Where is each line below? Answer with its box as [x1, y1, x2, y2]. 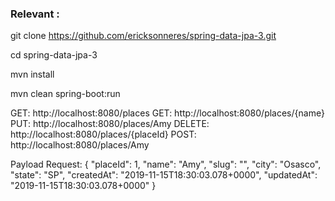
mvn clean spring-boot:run [10, 88, 121, 100]
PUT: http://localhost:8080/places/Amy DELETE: [10, 118, 210, 130]
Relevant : [10, 7, 60, 21]
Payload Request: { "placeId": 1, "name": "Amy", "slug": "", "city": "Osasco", [10, 158, 322, 171]
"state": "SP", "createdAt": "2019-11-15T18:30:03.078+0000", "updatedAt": [10, 169, 318, 181]
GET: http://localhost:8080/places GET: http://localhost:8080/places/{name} [10, 107, 325, 119]
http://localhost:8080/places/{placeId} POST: [10, 128, 197, 141]
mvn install [10, 68, 55, 81]
